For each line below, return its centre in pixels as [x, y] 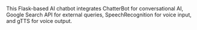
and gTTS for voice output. [39, 21]
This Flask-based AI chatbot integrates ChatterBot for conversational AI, [95, 9]
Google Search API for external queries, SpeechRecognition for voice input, [99, 15]
